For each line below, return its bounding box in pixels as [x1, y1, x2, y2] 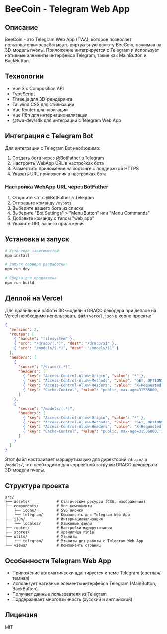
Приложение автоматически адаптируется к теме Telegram [12, 570, 140, 576]
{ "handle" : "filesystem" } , [14, 336, 75, 341]
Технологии [5, 72, 44, 81]
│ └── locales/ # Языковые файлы [5, 521, 92, 526]
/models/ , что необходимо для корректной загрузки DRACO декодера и [5, 462, 157, 468]
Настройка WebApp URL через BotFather [5, 183, 108, 190]
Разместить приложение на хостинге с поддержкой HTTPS [12, 165, 139, 171]
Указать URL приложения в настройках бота [12, 171, 107, 177]
